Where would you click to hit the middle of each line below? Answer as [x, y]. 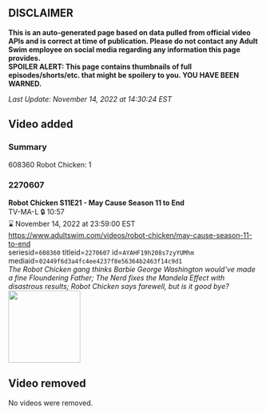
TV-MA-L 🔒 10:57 [37, 211]
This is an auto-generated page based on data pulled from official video [130, 32]
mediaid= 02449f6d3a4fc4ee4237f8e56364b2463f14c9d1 [95, 260]
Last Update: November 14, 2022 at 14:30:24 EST [90, 98]
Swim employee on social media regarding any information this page [125, 49]
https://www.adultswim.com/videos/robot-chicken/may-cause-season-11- [131, 235]
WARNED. [25, 83]
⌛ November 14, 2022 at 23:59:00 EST [72, 223]
